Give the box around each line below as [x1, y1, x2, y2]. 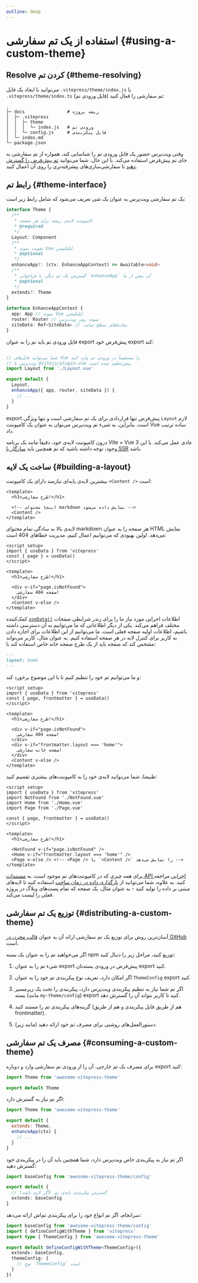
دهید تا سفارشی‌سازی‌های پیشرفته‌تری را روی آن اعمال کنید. [6, 163, 138, 170]
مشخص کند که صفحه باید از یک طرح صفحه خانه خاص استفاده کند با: [6, 641, 156, 648]
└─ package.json [6, 139, 46, 145]
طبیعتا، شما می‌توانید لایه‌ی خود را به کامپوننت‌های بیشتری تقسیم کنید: [6, 773, 158, 780]
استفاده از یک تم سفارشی [6, 34, 119, 47]
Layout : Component [11, 234, 57, 240]
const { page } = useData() [6, 553, 76, 559]
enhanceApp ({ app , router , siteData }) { [11, 388, 115, 394]
